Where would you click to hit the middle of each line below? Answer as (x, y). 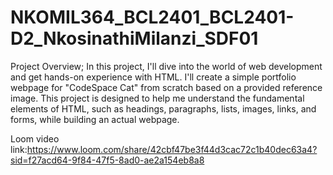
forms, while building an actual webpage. (95, 119)
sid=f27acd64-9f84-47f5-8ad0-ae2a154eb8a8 (107, 160)
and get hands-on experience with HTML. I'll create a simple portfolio (153, 77)
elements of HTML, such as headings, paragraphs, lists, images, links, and (163, 108)
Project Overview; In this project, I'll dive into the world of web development (166, 66)
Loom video (35, 138)
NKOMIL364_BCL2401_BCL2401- (152, 17)
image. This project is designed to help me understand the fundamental (157, 98)
